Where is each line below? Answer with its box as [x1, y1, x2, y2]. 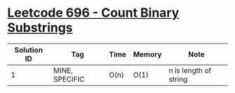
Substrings [7, 20, 73, 36]
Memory [132, 49, 162, 59]
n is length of [169, 65, 212, 75]
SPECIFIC [53, 74, 85, 84]
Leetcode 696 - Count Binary [7, 5, 180, 21]
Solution [14, 45, 43, 55]
